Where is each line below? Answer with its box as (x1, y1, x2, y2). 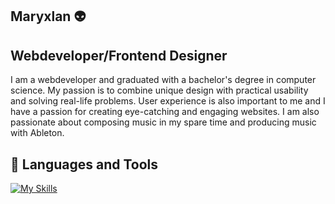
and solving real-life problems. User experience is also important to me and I (10, 95, 326, 107)
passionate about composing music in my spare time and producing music (10, 116, 317, 128)
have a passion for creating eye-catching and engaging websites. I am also (10, 106, 320, 118)
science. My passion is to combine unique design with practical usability (10, 84, 309, 97)
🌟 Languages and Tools (10, 156, 159, 173)
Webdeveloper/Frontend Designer (10, 47, 228, 64)
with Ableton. (10, 127, 65, 139)
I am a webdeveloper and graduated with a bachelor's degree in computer (10, 74, 317, 86)
